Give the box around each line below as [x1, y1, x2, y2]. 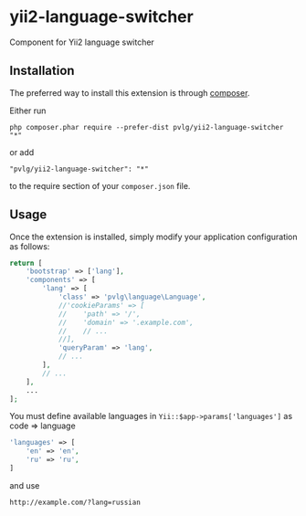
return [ [9, 258, 43, 268]
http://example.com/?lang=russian [9, 498, 142, 507]
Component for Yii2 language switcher [9, 37, 155, 47]
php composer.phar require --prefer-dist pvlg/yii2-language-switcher [9, 122, 284, 132]
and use [9, 479, 40, 490]
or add [9, 146, 35, 157]
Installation [9, 63, 75, 79]
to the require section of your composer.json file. [9, 180, 191, 191]
